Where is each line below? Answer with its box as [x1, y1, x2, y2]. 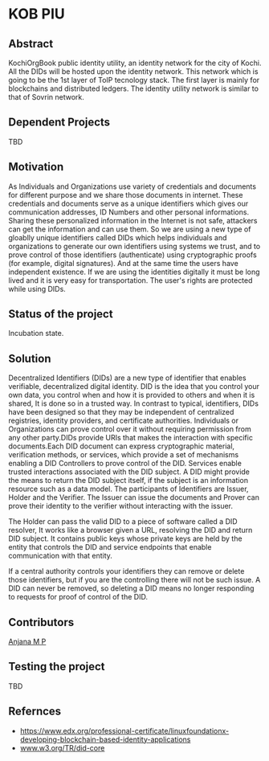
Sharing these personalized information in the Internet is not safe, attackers [8, 215, 258, 225]
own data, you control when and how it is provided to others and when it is [8, 391, 255, 400]
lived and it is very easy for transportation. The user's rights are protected [8, 275, 253, 285]
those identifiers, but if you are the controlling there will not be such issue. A [8, 575, 261, 585]
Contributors [8, 616, 75, 629]
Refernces [8, 705, 62, 718]
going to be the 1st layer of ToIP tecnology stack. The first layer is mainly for [8, 76, 260, 84]
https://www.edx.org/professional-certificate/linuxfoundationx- [19, 726, 230, 735]
